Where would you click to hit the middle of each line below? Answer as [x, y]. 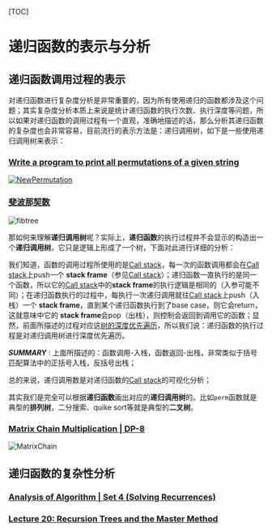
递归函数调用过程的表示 [67, 79]
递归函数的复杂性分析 [62, 474]
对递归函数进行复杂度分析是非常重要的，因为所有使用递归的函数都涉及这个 [132, 100]
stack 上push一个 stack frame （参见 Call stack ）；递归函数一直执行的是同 [129, 274]
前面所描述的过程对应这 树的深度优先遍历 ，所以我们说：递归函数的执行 [139, 325]
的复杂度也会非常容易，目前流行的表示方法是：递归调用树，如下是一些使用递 [136, 130]
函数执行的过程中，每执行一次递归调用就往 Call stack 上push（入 [153, 295]
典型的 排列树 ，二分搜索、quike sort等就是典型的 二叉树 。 [103, 407]
